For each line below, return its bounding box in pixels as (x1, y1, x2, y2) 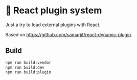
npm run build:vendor (5, 60, 52, 65)
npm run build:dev (5, 65, 44, 70)
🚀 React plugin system (5, 5, 102, 16)
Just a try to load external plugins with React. (5, 22, 101, 28)
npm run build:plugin (5, 69, 52, 75)
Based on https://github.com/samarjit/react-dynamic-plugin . (5, 31, 133, 37)
